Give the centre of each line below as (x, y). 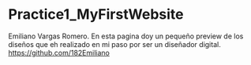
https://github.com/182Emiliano (59, 52)
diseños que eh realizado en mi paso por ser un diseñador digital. (114, 44)
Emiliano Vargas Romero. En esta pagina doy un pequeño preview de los (126, 36)
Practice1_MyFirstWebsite (96, 14)
